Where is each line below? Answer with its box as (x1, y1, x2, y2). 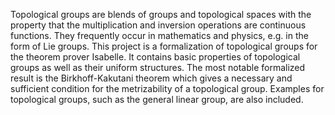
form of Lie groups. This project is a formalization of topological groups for (10, 40, 318, 52)
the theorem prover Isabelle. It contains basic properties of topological (10, 51, 301, 63)
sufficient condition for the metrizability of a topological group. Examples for (10, 83, 325, 94)
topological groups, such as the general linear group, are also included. (10, 94, 304, 105)
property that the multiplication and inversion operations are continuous (10, 19, 307, 31)
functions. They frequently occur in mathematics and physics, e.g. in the (10, 30, 309, 41)
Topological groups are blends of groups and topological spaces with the (10, 9, 312, 20)
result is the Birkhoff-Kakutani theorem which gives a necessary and (10, 72, 293, 84)
